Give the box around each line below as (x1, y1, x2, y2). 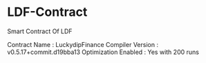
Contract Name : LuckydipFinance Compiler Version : (7, 40, 159, 48)
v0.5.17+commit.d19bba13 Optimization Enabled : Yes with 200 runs (7, 48, 199, 56)
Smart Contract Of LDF (7, 27, 73, 35)
